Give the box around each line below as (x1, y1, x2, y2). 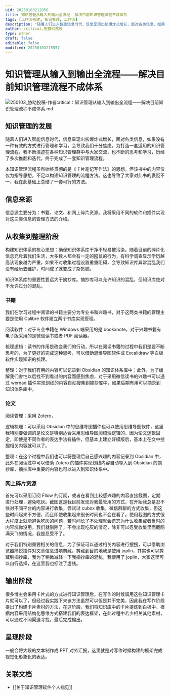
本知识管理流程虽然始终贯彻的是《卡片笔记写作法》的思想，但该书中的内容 (5, 166, 160, 172)
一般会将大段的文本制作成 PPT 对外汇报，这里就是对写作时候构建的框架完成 (5, 647, 163, 653)
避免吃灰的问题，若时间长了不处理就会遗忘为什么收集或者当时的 (31, 518, 165, 524)
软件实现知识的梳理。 (5, 356, 50, 362)
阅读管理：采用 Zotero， (5, 413, 56, 419)
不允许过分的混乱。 (5, 283, 46, 289)
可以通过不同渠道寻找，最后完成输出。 (5, 616, 85, 622)
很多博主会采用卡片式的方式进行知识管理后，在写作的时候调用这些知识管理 (5, 591, 160, 597)
